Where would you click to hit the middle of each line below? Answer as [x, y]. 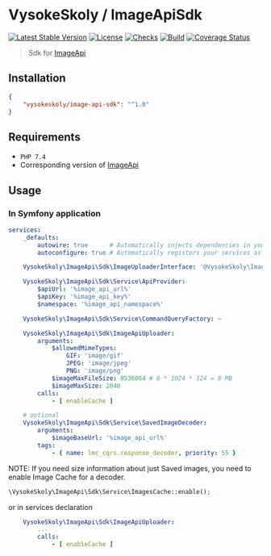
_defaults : [41, 237]
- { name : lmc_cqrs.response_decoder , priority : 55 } [144, 453]
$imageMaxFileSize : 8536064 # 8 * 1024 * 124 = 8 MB [142, 378]
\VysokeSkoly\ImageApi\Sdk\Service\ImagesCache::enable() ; [110, 491]
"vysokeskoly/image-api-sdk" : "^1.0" [86, 104]
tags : [47, 445]
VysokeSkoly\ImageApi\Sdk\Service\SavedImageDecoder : [115, 423]
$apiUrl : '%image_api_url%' [84, 289]
